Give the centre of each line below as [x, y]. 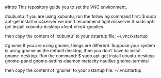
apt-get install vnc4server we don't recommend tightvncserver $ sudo [75, 22]
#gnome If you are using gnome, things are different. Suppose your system [80, 45]
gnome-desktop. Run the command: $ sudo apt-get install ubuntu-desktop [80, 56]
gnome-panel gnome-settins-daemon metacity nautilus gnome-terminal [77, 61]
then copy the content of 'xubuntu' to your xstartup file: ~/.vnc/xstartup [76, 36]
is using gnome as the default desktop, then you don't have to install [73, 51]
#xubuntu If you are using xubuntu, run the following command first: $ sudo [80, 16]
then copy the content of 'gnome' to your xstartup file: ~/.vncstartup [73, 70]
